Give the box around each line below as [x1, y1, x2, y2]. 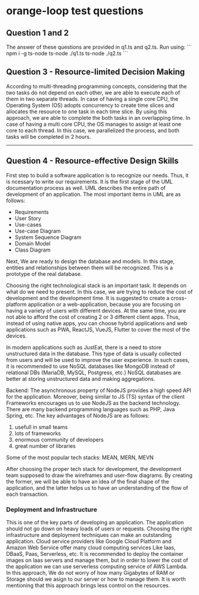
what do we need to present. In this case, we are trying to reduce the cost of [6, 288, 193, 295]
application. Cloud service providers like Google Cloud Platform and [6, 537, 172, 545]
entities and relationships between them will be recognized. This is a [6, 264, 173, 271]
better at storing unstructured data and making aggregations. [6, 375, 156, 382]
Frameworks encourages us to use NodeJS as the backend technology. [6, 399, 181, 406]
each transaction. [6, 491, 49, 498]
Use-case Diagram [14, 227, 61, 234]
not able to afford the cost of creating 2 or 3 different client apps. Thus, [6, 313, 181, 320]
